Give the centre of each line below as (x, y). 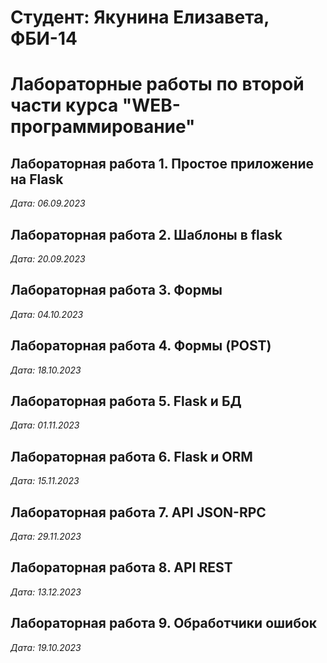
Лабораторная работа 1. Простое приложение (162, 163)
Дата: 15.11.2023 (45, 481)
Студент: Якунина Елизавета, (140, 17)
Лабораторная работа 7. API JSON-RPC (138, 512)
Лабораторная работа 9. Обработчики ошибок (164, 623)
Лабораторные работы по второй (157, 84)
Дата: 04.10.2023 (47, 314)
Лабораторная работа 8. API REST (121, 567)
